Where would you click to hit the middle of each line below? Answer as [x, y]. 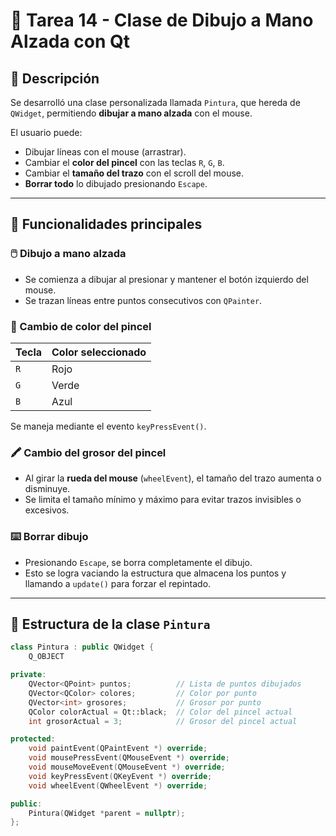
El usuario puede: [46, 132]
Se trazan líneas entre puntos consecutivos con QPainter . [143, 300]
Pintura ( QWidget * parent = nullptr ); [107, 813]
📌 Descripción [55, 78]
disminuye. [47, 489]
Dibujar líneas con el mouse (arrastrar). [105, 152]
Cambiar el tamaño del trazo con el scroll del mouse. [134, 173]
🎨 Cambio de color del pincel [81, 326]
